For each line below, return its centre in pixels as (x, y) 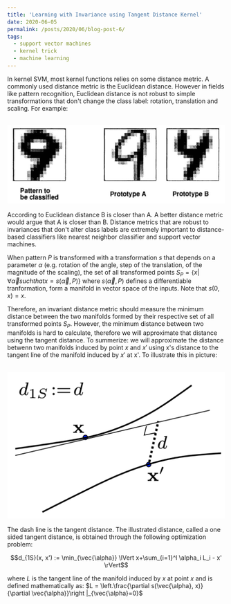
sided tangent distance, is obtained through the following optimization (107, 537)
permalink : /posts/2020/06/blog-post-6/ (66, 29)
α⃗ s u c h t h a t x (30, 281)
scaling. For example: (38, 108)
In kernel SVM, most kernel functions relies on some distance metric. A (108, 79)
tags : (15, 37)
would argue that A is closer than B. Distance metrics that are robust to (108, 222)
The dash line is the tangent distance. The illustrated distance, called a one (114, 529)
